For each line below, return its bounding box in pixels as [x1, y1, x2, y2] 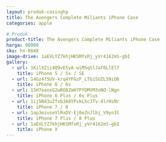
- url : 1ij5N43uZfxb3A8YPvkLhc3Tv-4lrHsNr [11, 98, 120, 105]
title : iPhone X [17, 126, 58, 133]
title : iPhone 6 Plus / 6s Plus [17, 93, 98, 99]
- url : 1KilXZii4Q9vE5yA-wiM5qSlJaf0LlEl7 [11, 65, 120, 71]
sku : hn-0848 [6, 48, 39, 54]
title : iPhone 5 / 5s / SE [17, 70, 85, 76]
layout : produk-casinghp [6, 8, 69, 15]
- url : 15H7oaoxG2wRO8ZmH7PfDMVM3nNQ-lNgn [11, 87, 120, 94]
